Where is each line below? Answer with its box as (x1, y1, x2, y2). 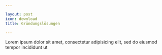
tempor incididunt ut (5, 44, 48, 50)
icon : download (5, 16, 38, 21)
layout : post (5, 11, 33, 16)
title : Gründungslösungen (5, 21, 60, 26)
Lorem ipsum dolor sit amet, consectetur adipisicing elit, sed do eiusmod (5, 39, 157, 45)
